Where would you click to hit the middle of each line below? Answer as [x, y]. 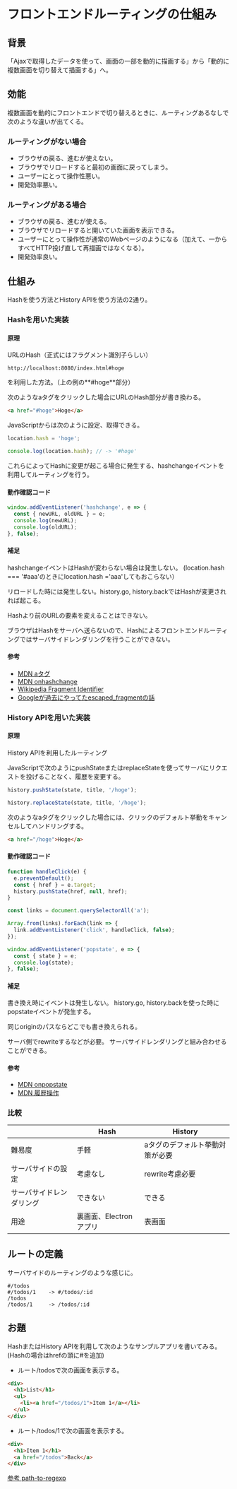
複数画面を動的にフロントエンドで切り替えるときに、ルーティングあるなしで [118, 112]
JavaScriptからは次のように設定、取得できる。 [75, 425]
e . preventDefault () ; [44, 878]
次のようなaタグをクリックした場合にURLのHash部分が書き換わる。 [106, 397]
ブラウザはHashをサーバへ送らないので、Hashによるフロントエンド [105, 630]
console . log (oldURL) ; [45, 527]
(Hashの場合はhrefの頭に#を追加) [56, 1355]
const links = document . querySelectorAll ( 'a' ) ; [79, 911]
